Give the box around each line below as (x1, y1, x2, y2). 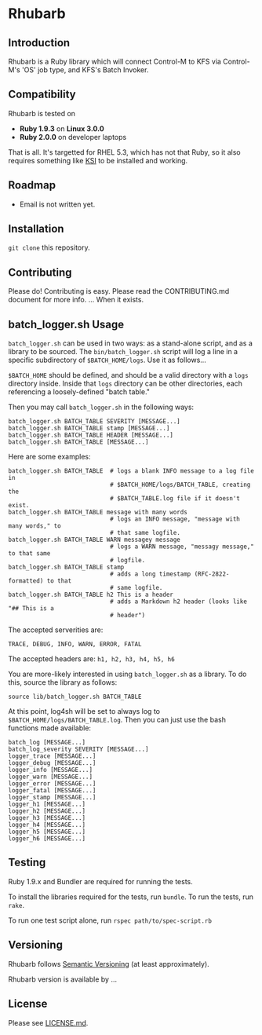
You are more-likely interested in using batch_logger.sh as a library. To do (8, 669, 247, 679)
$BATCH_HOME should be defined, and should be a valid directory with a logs (8, 371, 249, 380)
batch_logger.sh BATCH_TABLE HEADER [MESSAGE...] (8, 431, 174, 440)
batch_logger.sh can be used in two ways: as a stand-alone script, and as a (8, 338, 253, 348)
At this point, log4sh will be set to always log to (8, 707, 161, 716)
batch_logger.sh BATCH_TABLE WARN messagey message (8, 536, 180, 544)
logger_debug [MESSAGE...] (8, 759, 96, 767)
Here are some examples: (8, 452, 92, 462)
